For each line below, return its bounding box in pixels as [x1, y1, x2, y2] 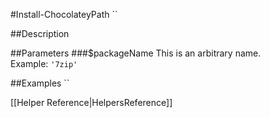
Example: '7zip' [10, 58, 78, 69]
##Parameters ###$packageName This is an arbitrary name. [10, 47, 262, 59]
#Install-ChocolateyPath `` [10, 9, 118, 20]
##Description [10, 28, 70, 39]
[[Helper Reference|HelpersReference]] [10, 97, 173, 108]
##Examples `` [10, 77, 70, 89]
